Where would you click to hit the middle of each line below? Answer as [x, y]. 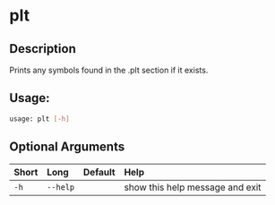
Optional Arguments [67, 147]
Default [99, 172]
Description [43, 49]
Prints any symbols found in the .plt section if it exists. [109, 70]
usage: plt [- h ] [39, 119]
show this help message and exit [193, 187]
